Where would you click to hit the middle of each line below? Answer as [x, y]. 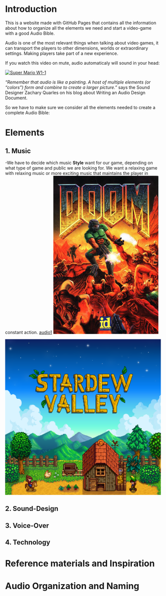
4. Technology [28, 542]
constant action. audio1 [29, 332]
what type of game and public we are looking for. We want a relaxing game [81, 168]
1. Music [18, 151]
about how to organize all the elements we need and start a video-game [78, 28]
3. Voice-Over [27, 526]
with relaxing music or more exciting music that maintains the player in [77, 173]
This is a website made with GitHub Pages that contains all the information [81, 23]
